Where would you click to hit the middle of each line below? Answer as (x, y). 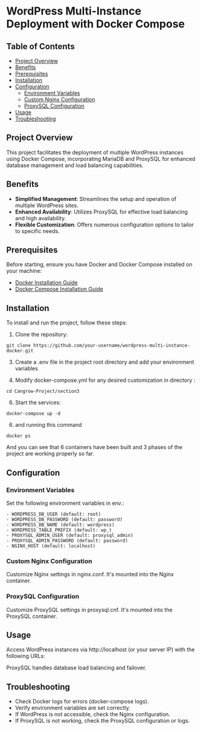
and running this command (48, 425)
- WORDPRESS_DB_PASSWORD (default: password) (64, 519)
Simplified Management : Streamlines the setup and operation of (96, 199)
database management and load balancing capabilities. (75, 165)
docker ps (19, 436)
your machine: (24, 271)
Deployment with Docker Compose (96, 24)
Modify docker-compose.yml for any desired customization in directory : (105, 380)
